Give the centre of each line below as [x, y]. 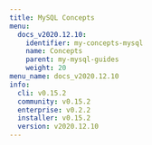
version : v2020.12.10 [58, 127]
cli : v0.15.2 [42, 93]
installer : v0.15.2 [54, 118]
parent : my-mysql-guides [72, 59]
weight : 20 [46, 68]
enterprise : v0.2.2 [54, 110]
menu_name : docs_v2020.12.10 [64, 77]
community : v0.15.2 [54, 101]
